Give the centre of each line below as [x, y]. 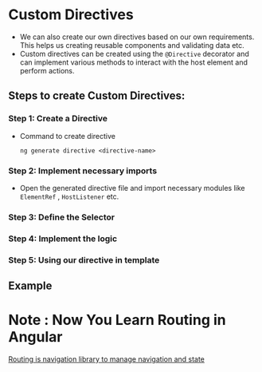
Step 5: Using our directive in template [84, 259]
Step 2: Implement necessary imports [83, 171]
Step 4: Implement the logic [63, 239]
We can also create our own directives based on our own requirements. [137, 37]
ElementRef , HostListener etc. [69, 196]
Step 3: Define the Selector [62, 217]
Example [30, 286]
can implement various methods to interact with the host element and [134, 62]
